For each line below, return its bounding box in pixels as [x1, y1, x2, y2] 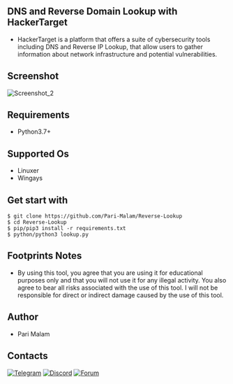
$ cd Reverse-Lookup [7, 219, 68, 226]
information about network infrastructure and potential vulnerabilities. [17, 50, 218, 58]
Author [7, 311, 38, 323]
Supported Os [7, 148, 70, 159]
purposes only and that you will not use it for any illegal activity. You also [17, 276, 227, 284]
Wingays [17, 174, 43, 183]
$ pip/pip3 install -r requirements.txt [7, 225, 127, 232]
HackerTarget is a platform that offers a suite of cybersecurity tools [17, 35, 211, 43]
